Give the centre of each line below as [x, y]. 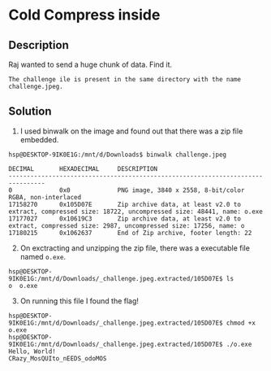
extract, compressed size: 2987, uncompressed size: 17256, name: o [127, 225]
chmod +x [241, 323]
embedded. [39, 139]
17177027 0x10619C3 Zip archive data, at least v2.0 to [125, 218]
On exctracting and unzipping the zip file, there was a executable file [135, 248]
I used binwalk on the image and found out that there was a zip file [131, 131]
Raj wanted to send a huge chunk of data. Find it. [90, 64]
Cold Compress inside [84, 15]
